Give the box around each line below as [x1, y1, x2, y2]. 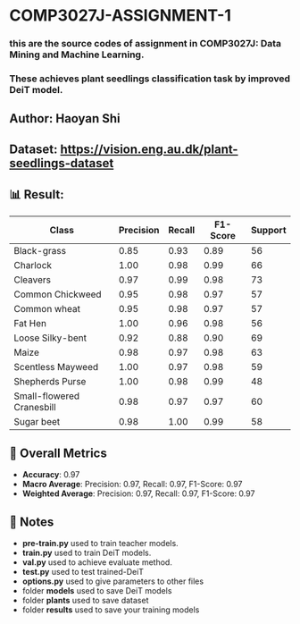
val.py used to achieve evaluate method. [21, 557, 172, 568]
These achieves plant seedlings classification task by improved [9, 72, 291, 85]
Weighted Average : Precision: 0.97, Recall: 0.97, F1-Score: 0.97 [21, 488, 255, 499]
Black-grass [13, 244, 67, 257]
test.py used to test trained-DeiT [21, 567, 145, 578]
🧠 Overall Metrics [9, 446, 107, 461]
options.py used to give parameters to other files [21, 576, 204, 586]
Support [250, 223, 287, 236]
